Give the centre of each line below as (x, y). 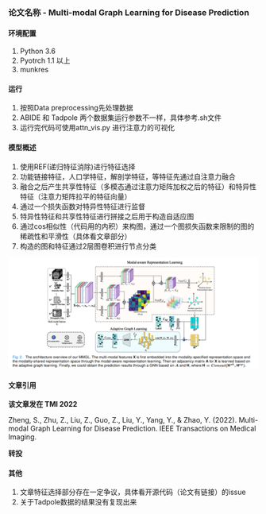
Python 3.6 (37, 51)
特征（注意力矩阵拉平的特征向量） (75, 196)
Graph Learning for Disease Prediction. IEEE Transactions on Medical (143, 429)
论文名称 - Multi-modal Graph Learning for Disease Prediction (129, 12)
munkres (34, 70)
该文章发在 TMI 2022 (43, 404)
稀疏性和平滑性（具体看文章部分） (75, 236)
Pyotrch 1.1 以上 (45, 60)
